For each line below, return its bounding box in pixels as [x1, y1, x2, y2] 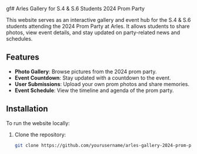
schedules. [6, 35, 33, 42]
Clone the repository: [14, 131, 66, 138]
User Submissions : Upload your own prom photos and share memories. [14, 80, 190, 87]
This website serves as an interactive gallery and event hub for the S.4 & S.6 [6, 17, 191, 23]
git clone [14, 142, 39, 148]
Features [6, 53, 39, 63]
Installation [6, 104, 48, 114]
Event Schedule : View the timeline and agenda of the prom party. [14, 87, 174, 94]
